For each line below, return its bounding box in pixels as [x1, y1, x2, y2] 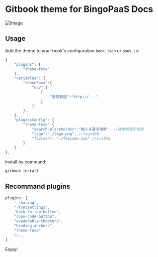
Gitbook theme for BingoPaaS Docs [5, 3, 154, 15]
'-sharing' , [14, 200, 39, 205]
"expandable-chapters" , [14, 219, 64, 224]
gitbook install [5, 168, 39, 174]
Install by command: [5, 159, 47, 165]
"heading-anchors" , [14, 223, 55, 229]
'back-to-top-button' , [14, 209, 61, 215]
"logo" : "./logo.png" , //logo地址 [31, 131, 100, 136]
